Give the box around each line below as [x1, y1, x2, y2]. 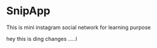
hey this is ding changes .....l [6, 35, 77, 42]
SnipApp [6, 4, 51, 18]
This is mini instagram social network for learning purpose [6, 24, 151, 31]
